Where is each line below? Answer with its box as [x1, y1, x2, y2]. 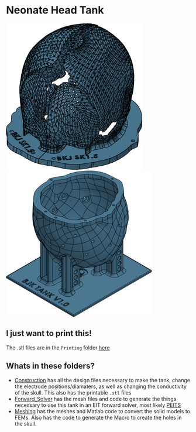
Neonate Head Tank [6, 4, 104, 17]
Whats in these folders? [6, 361, 95, 371]
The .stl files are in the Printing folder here [6, 344, 110, 351]
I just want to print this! [6, 328, 92, 338]
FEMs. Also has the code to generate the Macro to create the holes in [14, 414, 182, 421]
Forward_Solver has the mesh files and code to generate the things [14, 395, 177, 402]
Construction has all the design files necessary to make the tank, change [14, 376, 190, 383]
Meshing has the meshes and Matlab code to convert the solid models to [14, 407, 191, 414]
